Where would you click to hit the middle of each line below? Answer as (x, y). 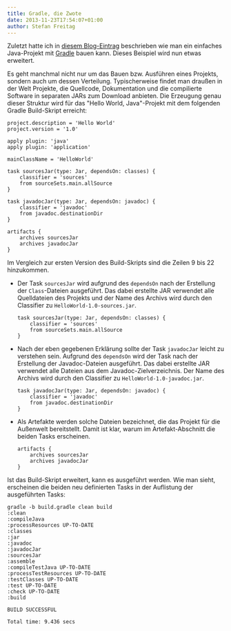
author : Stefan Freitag (41, 26)
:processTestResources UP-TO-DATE (57, 574)
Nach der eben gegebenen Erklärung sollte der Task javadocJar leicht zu (120, 349)
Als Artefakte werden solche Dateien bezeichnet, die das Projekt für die (119, 422)
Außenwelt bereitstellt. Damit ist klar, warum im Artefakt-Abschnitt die (116, 429)
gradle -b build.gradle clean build (60, 508)
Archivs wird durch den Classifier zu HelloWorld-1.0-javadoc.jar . (111, 378)
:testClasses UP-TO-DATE (43, 580)
